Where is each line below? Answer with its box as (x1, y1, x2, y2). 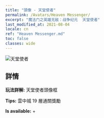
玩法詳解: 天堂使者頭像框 (5, 87, 58, 93)
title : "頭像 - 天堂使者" (5, 7, 56, 13)
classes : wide (5, 41, 36, 46)
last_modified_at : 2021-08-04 (5, 22, 70, 27)
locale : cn (5, 27, 29, 32)
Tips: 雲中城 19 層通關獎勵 (5, 97, 61, 104)
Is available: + (5, 108, 36, 114)
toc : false (5, 36, 29, 42)
